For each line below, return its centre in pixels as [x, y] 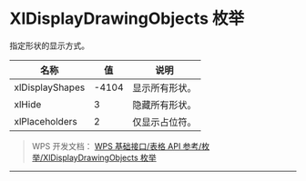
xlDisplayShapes [50, 87]
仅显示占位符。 [165, 122]
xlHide [28, 104]
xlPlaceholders [46, 121]
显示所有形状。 [165, 87]
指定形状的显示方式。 [49, 45]
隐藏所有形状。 [165, 105]
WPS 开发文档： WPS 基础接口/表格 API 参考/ [117, 146]
